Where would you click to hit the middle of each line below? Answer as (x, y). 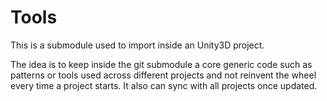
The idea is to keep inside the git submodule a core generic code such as (161, 64)
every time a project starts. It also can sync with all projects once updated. (164, 85)
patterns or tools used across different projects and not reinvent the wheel (163, 75)
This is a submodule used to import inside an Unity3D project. (137, 45)
